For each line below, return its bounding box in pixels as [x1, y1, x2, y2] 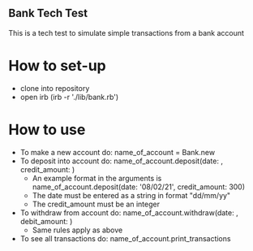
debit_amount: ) [19, 216, 73, 226]
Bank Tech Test [8, 6, 88, 20]
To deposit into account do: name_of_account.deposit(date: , [19, 156, 223, 166]
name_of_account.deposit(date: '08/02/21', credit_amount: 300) [32, 182, 246, 192]
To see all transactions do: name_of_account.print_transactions [19, 233, 231, 243]
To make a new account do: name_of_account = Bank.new [19, 147, 216, 157]
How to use [8, 120, 86, 139]
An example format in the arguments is [32, 173, 162, 183]
